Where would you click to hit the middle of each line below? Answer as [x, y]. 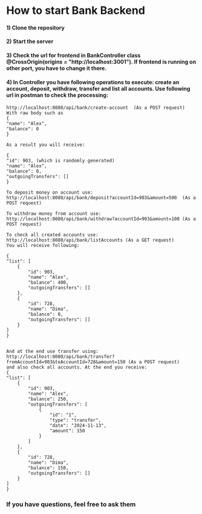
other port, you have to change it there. [57, 68]
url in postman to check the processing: [57, 95]
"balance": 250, [48, 399]
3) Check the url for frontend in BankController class [73, 55]
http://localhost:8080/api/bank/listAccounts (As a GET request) [90, 240]
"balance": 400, [48, 283]
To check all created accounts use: [52, 235]
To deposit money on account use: [50, 193]
